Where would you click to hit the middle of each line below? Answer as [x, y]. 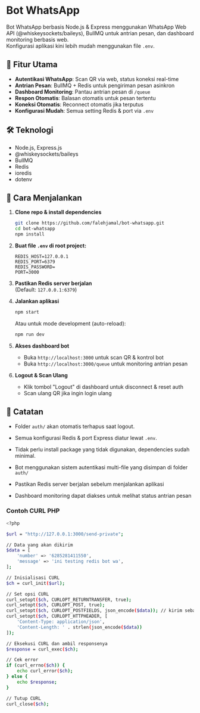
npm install [29, 234]
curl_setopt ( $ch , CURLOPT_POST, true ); [56, 605]
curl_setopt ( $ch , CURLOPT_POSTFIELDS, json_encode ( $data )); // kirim [94, 611]
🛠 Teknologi [30, 130]
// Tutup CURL [24, 698]
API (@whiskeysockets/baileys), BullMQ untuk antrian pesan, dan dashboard [100, 33]
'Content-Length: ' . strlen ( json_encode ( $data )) [80, 627]
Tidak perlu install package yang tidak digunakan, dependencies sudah [102, 449]
